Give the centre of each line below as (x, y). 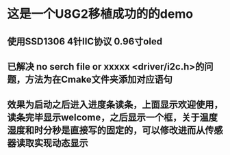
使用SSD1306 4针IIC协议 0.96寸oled (85, 41)
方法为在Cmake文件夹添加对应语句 (99, 79)
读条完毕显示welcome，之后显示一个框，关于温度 (112, 118)
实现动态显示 (61, 143)
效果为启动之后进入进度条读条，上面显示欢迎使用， (115, 105)
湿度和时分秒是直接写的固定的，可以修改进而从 (106, 130)
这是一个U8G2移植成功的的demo (100, 14)
